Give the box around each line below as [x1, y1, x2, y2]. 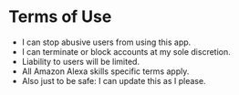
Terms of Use [8, 6, 112, 27]
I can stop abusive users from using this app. [21, 37, 192, 47]
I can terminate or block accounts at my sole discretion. [21, 46, 232, 57]
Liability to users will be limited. [21, 56, 140, 67]
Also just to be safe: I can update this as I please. [21, 75, 206, 86]
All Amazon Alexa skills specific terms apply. [21, 66, 190, 77]
